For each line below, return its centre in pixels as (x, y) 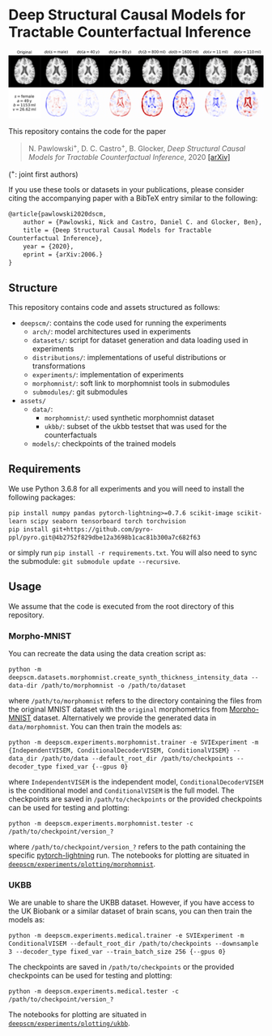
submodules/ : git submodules (80, 392)
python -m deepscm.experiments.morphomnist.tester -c (101, 823)
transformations (59, 366)
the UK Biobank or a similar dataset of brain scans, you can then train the (130, 911)
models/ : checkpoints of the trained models (104, 444)
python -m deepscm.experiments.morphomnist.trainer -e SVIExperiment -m (134, 742)
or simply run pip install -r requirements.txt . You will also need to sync (133, 552)
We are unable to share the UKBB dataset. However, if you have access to (132, 903)
